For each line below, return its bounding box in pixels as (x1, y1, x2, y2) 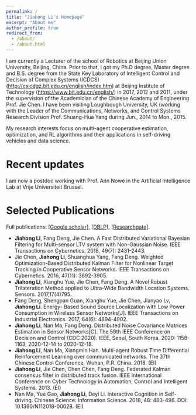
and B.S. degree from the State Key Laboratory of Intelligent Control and (6, 70, 180, 77)
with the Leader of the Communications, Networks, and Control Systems (6, 107, 181, 114)
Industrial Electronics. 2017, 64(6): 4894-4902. (14, 315, 128, 322)
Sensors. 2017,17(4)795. (14, 291, 72, 298)
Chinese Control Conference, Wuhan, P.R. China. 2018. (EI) (14, 359, 157, 366)
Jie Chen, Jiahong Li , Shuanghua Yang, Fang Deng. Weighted (14, 253, 164, 260)
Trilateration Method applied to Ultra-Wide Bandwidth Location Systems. (14, 284, 190, 291)
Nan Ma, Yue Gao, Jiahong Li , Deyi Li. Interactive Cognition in (14, 390, 164, 397)
